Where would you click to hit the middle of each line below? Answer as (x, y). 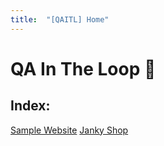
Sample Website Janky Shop (69, 130)
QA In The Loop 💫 (83, 68)
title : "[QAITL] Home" (60, 19)
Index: (30, 106)
